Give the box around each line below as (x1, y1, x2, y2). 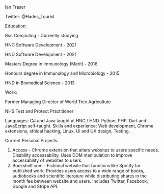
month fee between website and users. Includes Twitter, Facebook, (12, 178, 148, 184)
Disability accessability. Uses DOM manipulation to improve (12, 152, 133, 158)
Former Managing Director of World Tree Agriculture (5, 99, 111, 105)
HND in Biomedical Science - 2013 (5, 80, 75, 86)
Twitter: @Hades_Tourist (5, 14, 55, 19)
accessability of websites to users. (12, 157, 82, 163)
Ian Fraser (5, 4, 26, 10)
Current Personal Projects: (5, 138, 59, 143)
